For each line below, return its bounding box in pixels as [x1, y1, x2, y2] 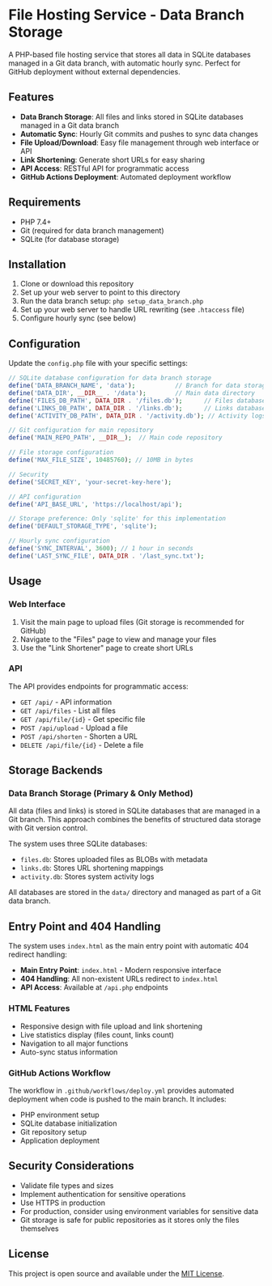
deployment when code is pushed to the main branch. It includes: [8, 1094, 227, 1104]
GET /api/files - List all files [19, 706, 116, 715]
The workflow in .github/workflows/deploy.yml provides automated [8, 1085, 235, 1095]
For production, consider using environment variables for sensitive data [19, 1206, 259, 1216]
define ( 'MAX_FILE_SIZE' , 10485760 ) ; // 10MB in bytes [8, 456, 194, 465]
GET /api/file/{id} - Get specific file [19, 714, 146, 724]
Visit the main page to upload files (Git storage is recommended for [19, 617, 244, 626]
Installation [8, 257, 66, 271]
